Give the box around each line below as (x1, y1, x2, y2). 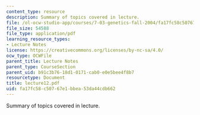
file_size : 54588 (6, 25, 49, 31)
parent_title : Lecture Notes (6, 58, 79, 64)
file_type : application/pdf (6, 31, 76, 37)
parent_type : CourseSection (6, 63, 76, 70)
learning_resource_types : (6, 36, 70, 42)
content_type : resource (6, 8, 65, 15)
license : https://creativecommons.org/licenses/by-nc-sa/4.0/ (6, 47, 164, 53)
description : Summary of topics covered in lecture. (6, 14, 140, 20)
